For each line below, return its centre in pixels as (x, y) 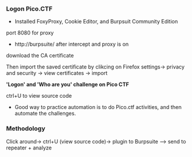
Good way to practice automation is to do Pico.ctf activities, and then (98, 107)
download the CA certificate (40, 56)
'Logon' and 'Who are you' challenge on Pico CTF (68, 84)
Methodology (26, 129)
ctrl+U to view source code (39, 96)
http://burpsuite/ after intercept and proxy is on (72, 44)
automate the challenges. (45, 114)
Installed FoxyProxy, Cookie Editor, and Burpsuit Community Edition (96, 22)
